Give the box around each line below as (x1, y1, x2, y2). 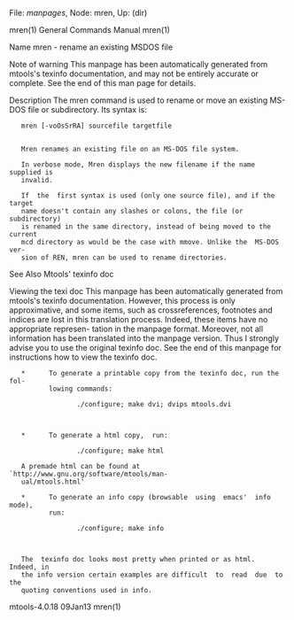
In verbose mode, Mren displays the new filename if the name (20, 160, 255, 169)
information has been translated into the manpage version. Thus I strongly (9, 333, 280, 344)
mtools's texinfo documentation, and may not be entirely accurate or (9, 68, 259, 79)
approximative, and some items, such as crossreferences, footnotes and (9, 305, 273, 315)
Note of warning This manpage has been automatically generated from (9, 59, 268, 69)
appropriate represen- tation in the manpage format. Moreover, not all (9, 323, 264, 334)
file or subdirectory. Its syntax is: (27, 105, 148, 114)
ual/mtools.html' (20, 477, 86, 486)
